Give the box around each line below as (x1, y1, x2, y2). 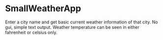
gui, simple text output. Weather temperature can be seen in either (5, 24, 140, 30)
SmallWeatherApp (5, 3, 81, 14)
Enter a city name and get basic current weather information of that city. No (5, 19, 158, 25)
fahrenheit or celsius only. (5, 29, 57, 35)
